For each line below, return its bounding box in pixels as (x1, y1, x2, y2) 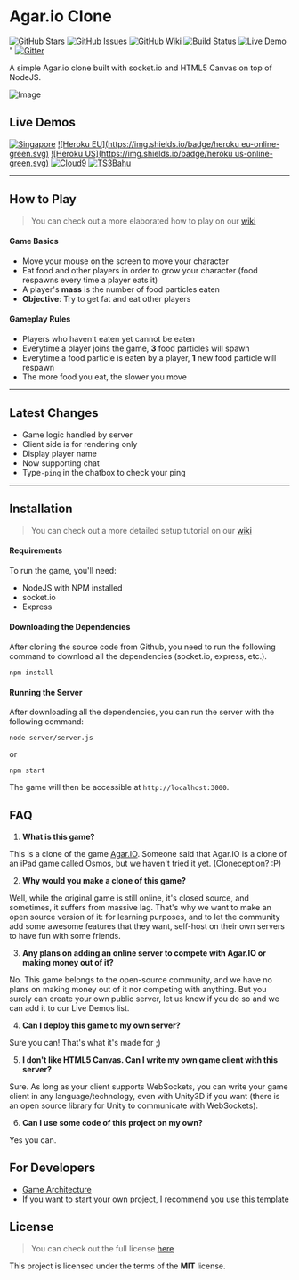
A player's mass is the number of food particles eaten (21, 283, 221, 295)
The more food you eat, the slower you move (21, 371, 187, 382)
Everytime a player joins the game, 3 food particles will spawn (21, 343, 251, 354)
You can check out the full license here (30, 1243, 174, 1253)
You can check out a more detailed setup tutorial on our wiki (30, 525, 252, 535)
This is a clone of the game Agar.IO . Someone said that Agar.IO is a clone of (9, 849, 287, 860)
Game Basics (9, 236, 60, 247)
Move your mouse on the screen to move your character (21, 256, 230, 266)
